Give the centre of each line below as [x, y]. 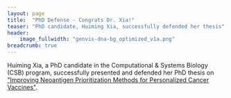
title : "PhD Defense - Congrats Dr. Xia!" [71, 20]
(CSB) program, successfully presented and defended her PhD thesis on [111, 72]
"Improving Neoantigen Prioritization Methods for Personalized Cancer [108, 80]
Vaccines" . [23, 87]
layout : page [26, 13]
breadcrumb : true [32, 46]
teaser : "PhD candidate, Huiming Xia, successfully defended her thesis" [116, 26]
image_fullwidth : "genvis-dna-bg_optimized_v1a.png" [97, 39]
